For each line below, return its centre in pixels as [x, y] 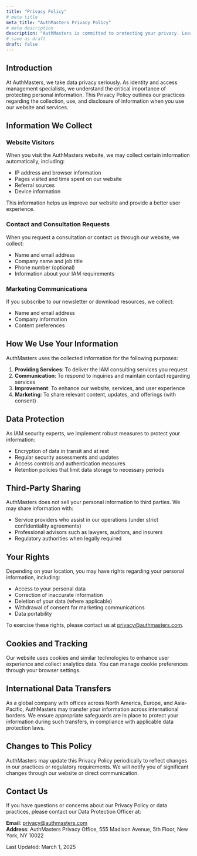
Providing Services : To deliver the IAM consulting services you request [101, 369]
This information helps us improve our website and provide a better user [93, 203]
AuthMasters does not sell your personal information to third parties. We [93, 502]
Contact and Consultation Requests [58, 224]
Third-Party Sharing [43, 488]
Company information [41, 319]
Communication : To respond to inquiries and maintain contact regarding [102, 375]
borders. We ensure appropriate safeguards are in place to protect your [92, 715]
